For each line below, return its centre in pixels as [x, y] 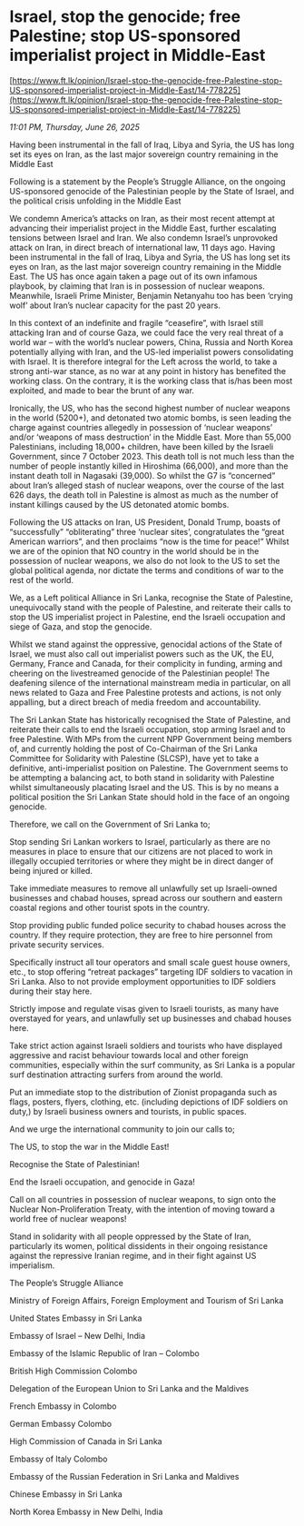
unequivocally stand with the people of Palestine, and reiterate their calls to [150, 607]
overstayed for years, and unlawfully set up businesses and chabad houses [151, 1018]
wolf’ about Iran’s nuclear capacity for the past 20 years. [115, 305]
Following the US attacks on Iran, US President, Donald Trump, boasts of [145, 522]
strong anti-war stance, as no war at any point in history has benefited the [148, 371]
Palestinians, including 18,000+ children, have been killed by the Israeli [142, 446]
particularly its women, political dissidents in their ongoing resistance [139, 1245]
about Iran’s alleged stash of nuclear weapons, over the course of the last [147, 485]
